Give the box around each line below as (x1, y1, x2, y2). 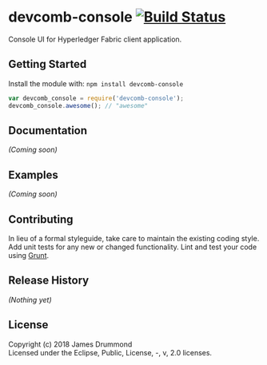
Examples (8, 168, 58, 181)
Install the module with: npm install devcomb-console (8, 78, 184, 88)
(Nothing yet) (8, 295, 52, 304)
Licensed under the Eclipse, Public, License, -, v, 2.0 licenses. (8, 347, 213, 357)
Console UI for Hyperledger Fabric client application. (8, 34, 182, 44)
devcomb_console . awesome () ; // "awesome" (8, 101, 149, 109)
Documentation (8, 124, 88, 137)
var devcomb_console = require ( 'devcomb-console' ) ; (8, 94, 184, 102)
